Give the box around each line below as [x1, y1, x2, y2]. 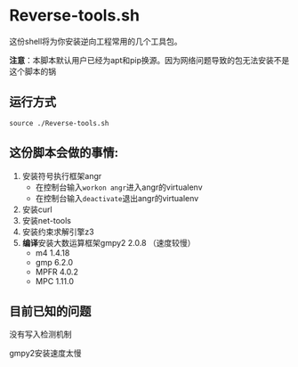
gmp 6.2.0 [35, 257, 74, 267]
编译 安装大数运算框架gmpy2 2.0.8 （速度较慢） [21, 237, 196, 248]
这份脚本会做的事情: [9, 145, 119, 160]
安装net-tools [21, 215, 71, 225]
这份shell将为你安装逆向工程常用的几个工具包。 [9, 36, 182, 46]
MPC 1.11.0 [35, 275, 74, 286]
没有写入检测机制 [9, 329, 72, 339]
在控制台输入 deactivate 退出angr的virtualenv [35, 192, 199, 203]
